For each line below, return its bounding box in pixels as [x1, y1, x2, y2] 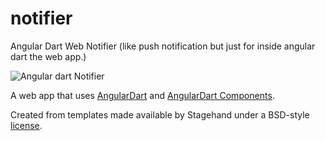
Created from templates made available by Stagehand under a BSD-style [10, 108, 310, 121]
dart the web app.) [10, 50, 87, 62]
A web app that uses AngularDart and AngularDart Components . [10, 89, 275, 101]
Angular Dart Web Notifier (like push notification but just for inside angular [10, 40, 316, 52]
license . [10, 119, 43, 131]
